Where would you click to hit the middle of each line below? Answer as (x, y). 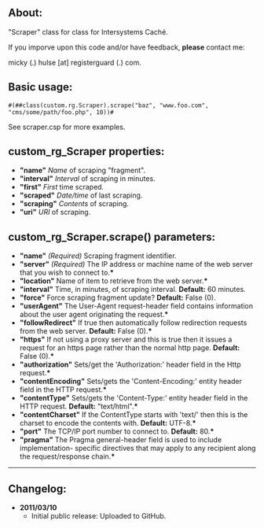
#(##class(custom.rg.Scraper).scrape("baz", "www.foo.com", (109, 105)
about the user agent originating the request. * (94, 315)
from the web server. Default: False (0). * (86, 331)
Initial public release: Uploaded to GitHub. (99, 516)
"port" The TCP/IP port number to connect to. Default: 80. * (117, 431)
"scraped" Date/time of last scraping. (81, 195)
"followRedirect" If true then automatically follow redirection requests (133, 323)
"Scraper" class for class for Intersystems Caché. (88, 31)
